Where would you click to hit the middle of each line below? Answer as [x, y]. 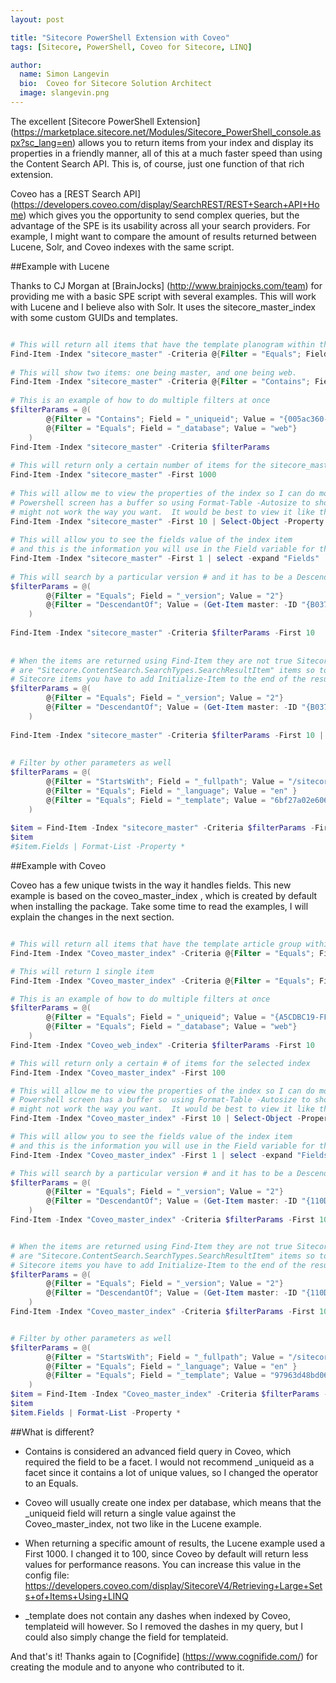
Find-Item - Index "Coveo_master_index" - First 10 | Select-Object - [156, 1119]
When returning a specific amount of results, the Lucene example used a [174, 1543]
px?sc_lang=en [41, 142]
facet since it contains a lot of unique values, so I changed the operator [171, 1472]
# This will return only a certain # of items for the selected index [160, 1063]
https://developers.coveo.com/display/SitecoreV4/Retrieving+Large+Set [173, 1585]
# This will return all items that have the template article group [156, 944]
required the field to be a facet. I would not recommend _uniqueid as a [169, 1462]
